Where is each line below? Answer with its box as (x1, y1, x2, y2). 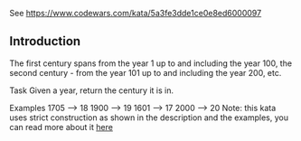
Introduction (9, 33, 81, 49)
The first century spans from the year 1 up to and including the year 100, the (9, 58, 292, 69)
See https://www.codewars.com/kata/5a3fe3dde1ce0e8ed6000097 (9, 8, 262, 18)
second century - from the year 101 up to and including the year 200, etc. (9, 67, 282, 78)
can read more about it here (9, 121, 113, 132)
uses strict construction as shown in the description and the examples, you (9, 112, 289, 123)
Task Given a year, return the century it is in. (9, 85, 174, 96)
